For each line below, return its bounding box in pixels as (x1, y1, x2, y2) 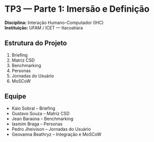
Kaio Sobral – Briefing (11, 105, 56, 111)
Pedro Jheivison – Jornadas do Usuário (11, 126, 91, 132)
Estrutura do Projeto (4, 39, 67, 47)
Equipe (4, 92, 26, 101)
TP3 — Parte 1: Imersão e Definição (4, 3, 150, 15)
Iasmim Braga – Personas (11, 121, 63, 127)
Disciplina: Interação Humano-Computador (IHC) (4, 20, 104, 25)
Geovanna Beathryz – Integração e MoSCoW (11, 131, 102, 137)
